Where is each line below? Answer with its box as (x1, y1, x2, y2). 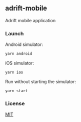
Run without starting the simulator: (5, 79, 76, 85)
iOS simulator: (5, 60, 34, 66)
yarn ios (5, 70, 23, 75)
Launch (5, 30, 24, 37)
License (5, 100, 25, 107)
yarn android (5, 51, 32, 56)
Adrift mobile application (5, 17, 56, 23)
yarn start (5, 88, 28, 94)
